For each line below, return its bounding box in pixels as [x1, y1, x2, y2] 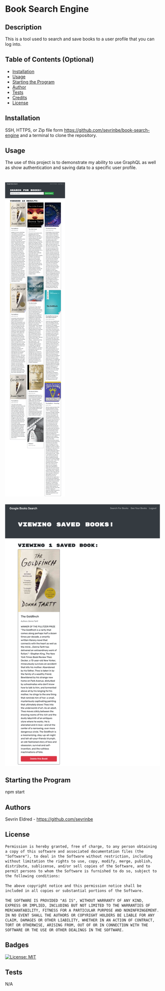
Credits [12, 94, 27, 100]
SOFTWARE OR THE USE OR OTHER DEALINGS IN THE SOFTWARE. [5, 927, 124, 933]
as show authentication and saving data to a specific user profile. [5, 165, 137, 170]
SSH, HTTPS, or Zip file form [5, 127, 63, 133]
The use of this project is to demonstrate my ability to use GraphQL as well [5, 160, 156, 165]
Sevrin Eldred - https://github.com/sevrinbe [5, 816, 93, 822]
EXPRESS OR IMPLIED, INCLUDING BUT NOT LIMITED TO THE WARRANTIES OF [5, 903, 151, 908]
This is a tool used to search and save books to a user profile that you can [5, 36, 155, 42]
